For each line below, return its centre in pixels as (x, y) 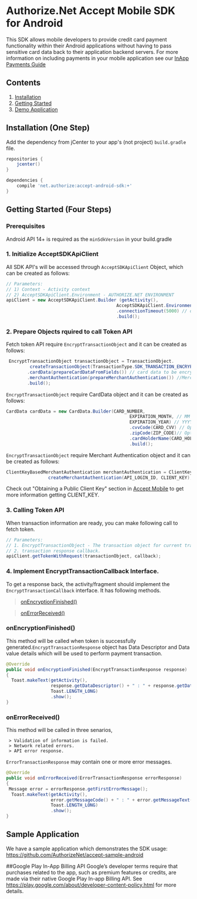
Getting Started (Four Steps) (59, 210)
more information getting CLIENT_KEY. (53, 495)
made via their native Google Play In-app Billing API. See (74, 878)
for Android (35, 23)
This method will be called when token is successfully (71, 641)
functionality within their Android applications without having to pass (89, 46)
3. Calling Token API (35, 510)
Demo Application (36, 109)
